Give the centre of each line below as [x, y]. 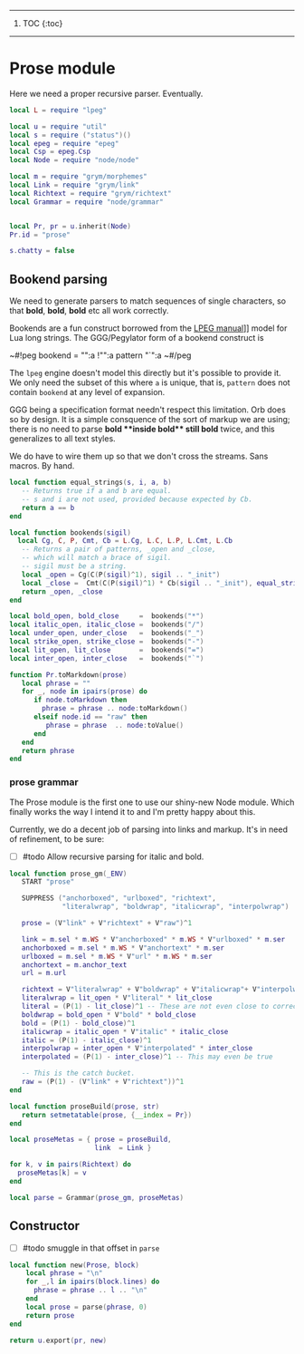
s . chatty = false [42, 251]
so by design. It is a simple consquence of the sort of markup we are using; [150, 420]
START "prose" [48, 882]
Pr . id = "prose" [40, 235]
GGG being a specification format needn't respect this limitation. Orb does [148, 410]
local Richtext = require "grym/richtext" [90, 193]
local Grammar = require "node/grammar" [87, 202]
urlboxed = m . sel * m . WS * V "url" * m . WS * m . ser [117, 956]
